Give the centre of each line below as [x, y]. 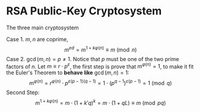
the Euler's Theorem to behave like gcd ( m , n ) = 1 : [68, 72]
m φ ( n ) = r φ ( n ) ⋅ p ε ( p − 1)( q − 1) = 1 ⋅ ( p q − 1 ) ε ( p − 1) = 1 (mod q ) [101, 82]
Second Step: [23, 92]
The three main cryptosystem [43, 28]
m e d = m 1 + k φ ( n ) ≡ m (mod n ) [101, 49]
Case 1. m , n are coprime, [37, 39]
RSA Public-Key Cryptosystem [84, 11]
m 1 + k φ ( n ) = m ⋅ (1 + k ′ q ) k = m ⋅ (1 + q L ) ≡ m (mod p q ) [101, 102]
